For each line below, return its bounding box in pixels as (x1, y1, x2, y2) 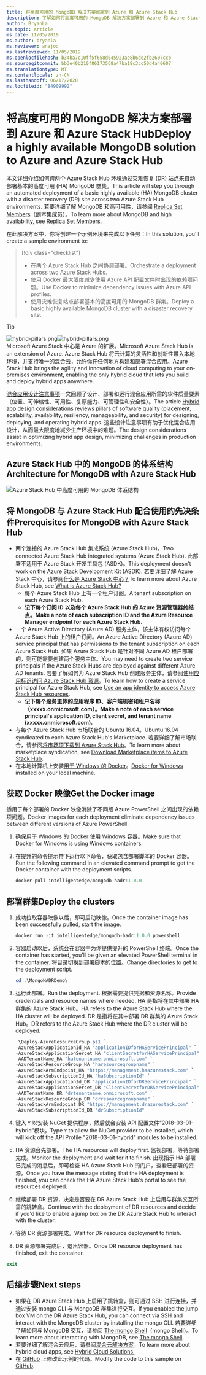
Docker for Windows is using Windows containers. (15, 839, 143, 847)
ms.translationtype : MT (6, 66, 67, 72)
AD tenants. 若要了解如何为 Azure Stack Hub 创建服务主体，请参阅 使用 (15, 669, 194, 676)
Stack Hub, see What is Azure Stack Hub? (15, 582, 121, 590)
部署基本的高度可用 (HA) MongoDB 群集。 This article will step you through (6, 182, 195, 189)
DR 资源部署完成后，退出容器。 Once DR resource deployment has (15, 1242, 183, 1250)
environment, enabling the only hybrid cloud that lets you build (31, 371, 189, 378)
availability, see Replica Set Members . (6, 217, 102, 225)
